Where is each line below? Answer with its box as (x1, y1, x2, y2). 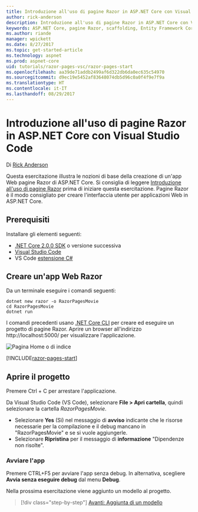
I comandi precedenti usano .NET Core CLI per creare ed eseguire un (6, 319, 174, 327)
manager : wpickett (6, 36, 51, 42)
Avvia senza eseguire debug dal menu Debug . (6, 476, 121, 483)
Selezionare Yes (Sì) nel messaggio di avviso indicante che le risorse (14, 417, 183, 424)
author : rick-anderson (6, 14, 62, 20)
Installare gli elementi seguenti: (6, 230, 82, 237)
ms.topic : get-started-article (6, 47, 83, 53)
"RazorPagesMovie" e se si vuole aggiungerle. (14, 429, 128, 436)
